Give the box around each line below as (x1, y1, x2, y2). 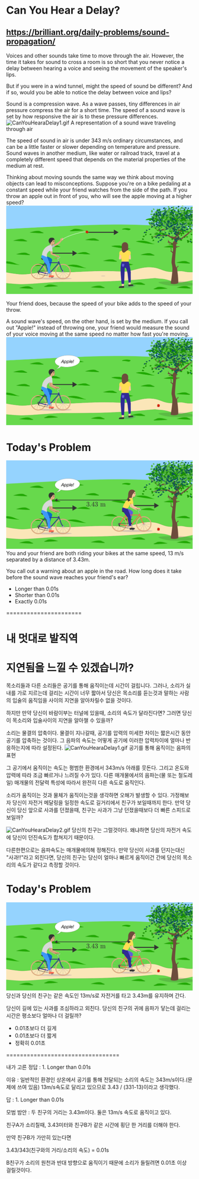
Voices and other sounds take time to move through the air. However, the (6, 52, 184, 59)
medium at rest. (6, 162, 44, 169)
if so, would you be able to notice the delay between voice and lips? (6, 89, 172, 95)
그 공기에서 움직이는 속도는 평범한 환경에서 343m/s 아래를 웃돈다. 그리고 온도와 (6, 764, 190, 771)
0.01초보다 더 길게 (14, 1024, 57, 1031)
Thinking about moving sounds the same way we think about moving (6, 174, 174, 181)
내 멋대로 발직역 (6, 632, 78, 645)
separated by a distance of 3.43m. (6, 555, 91, 563)
